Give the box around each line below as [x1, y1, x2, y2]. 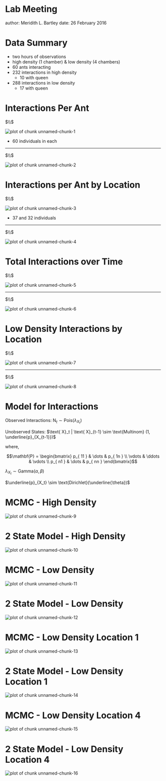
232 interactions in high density [12, 69, 77, 75]
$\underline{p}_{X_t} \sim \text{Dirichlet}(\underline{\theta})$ [5, 479, 130, 485]
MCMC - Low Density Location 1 [5, 631, 139, 643]
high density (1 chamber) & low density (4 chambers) [12, 58, 121, 65]
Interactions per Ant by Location [5, 179, 141, 190]
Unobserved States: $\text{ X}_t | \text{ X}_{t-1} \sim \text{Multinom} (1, [5, 428, 151, 434]
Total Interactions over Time [5, 256, 124, 267]
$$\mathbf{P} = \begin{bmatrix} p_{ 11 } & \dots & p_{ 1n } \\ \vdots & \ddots [6, 453, 160, 459]
